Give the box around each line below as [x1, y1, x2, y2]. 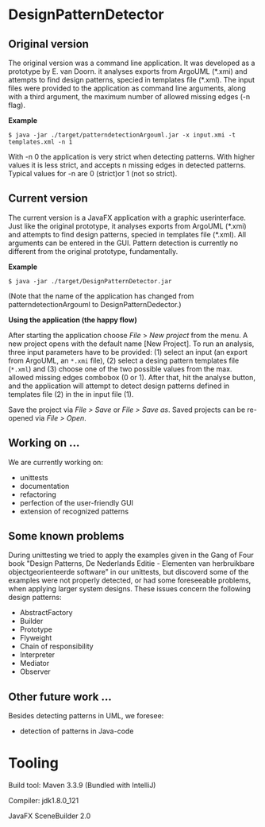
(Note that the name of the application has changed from [8, 291, 194, 301]
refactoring [19, 490, 57, 499]
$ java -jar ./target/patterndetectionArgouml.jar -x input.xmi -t [8, 131, 236, 139]
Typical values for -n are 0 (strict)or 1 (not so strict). [8, 169, 178, 178]
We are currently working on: [8, 457, 103, 467]
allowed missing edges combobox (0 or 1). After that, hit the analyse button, [8, 372, 256, 382]
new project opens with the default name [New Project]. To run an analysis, [8, 339, 255, 348]
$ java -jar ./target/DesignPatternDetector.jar [8, 277, 172, 285]
